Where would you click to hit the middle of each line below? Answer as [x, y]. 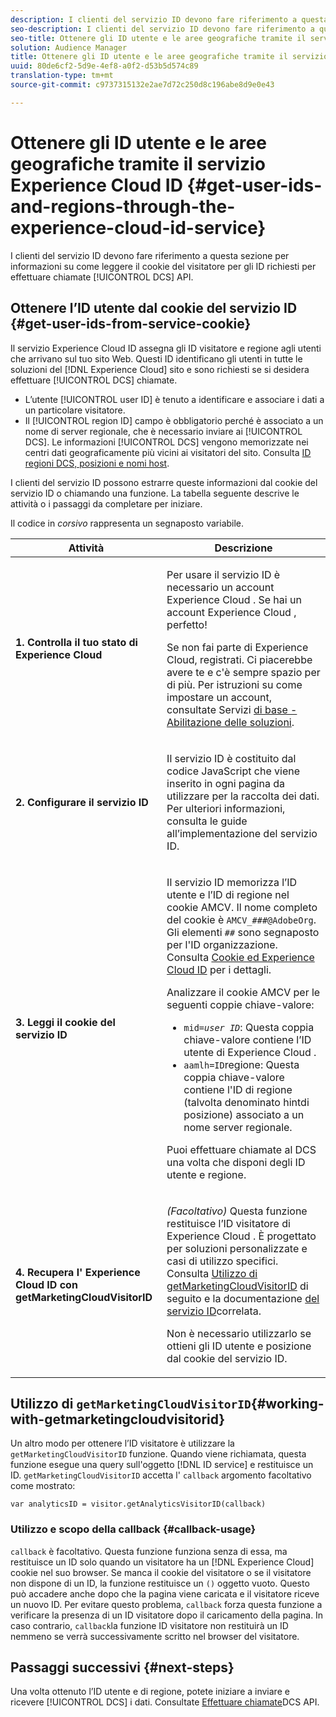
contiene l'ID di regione [238, 1089]
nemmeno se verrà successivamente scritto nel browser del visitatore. [155, 1636]
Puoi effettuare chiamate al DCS [241, 1149]
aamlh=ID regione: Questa [241, 1064]
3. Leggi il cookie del [65, 1022]
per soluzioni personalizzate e [237, 1248]
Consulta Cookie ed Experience [240, 957]
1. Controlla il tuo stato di [76, 642]
